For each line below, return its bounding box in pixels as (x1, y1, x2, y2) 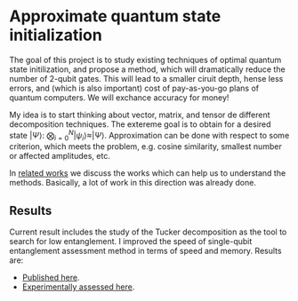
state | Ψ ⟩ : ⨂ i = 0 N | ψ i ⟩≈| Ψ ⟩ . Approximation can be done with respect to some (9, 128, 290, 143)
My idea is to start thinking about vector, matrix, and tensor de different (9, 109, 270, 120)
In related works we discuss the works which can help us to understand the (9, 168, 286, 178)
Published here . (21, 273, 80, 283)
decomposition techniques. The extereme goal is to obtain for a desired (9, 118, 271, 130)
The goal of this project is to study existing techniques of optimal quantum (9, 54, 282, 65)
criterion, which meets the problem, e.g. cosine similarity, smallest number (9, 141, 282, 152)
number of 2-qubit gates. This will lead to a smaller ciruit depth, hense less (9, 73, 284, 83)
